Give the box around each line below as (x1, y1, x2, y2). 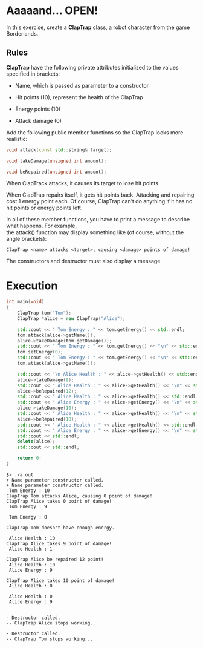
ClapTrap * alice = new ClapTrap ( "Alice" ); (17, 315, 126, 321)
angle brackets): (6, 235, 47, 243)
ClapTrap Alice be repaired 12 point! (6, 556, 104, 563)
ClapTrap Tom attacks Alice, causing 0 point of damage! (6, 493, 153, 499)
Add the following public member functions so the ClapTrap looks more (6, 128, 184, 136)
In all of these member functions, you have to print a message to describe (6, 216, 190, 223)
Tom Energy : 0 (8, 514, 47, 520)
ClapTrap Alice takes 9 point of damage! (6, 540, 112, 546)
